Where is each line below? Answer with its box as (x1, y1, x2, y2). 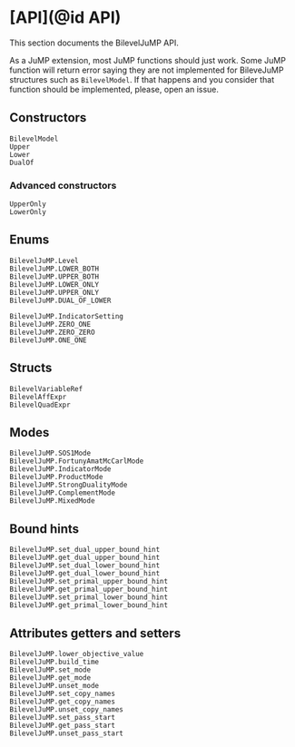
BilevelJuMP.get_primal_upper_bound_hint (9, 585, 169, 595)
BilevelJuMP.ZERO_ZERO (9, 328, 95, 337)
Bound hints (9, 521, 80, 536)
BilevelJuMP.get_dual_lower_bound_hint (9, 569, 161, 578)
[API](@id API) (9, 7, 122, 28)
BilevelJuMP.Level (9, 256, 79, 265)
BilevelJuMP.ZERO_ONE (9, 319, 92, 329)
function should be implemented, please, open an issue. (9, 84, 220, 94)
